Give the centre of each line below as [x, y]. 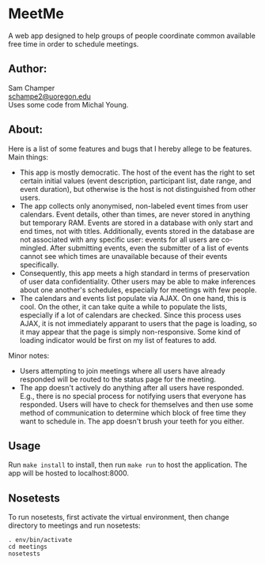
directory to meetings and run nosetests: [74, 525]
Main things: [28, 157]
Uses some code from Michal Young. [68, 104]
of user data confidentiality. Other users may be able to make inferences [137, 281]
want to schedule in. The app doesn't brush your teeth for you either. [132, 421]
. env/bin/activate [40, 540]
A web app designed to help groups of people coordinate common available [132, 36]
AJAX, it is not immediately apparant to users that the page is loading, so [138, 323]
